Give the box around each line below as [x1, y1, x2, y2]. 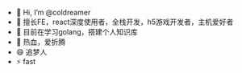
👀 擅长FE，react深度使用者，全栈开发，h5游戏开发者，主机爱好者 [15, 17, 234, 26]
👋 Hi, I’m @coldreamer [15, 8, 91, 17]
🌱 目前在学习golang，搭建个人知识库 [15, 27, 139, 36]
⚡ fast [15, 57, 36, 66]
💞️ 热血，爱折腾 [15, 37, 66, 47]
